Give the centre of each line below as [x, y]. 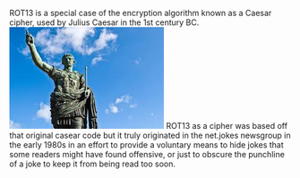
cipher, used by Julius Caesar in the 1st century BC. [104, 22]
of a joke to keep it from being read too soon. [93, 164]
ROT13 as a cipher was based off [227, 126]
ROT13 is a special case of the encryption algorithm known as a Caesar [141, 13]
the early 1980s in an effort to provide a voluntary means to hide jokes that [146, 145]
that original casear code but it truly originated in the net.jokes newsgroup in [150, 135]
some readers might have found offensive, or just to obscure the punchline [147, 154]
